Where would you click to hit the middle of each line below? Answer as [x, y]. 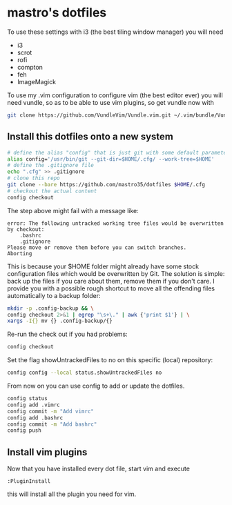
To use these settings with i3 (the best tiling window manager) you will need [115, 32]
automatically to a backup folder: [54, 295]
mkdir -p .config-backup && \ [51, 308]
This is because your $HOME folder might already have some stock [103, 266]
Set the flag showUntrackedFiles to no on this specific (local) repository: [110, 360]
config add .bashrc [35, 418]
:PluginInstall [29, 482]
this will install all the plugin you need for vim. [72, 494]
